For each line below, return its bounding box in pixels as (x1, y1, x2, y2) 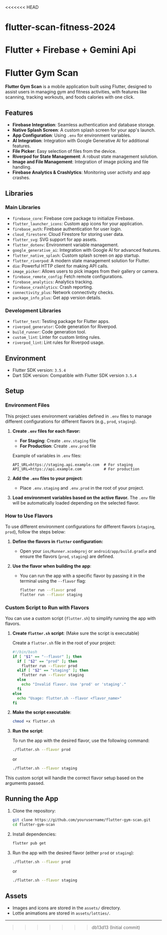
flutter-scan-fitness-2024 (5, 22, 116, 33)
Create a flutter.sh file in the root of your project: (12, 639, 116, 646)
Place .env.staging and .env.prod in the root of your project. (19, 485, 144, 491)
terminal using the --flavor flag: (19, 578, 86, 584)
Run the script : (12, 728, 44, 734)
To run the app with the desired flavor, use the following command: (12, 737, 150, 743)
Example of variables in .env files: (12, 452, 82, 458)
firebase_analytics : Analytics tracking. (12, 279, 93, 285)
